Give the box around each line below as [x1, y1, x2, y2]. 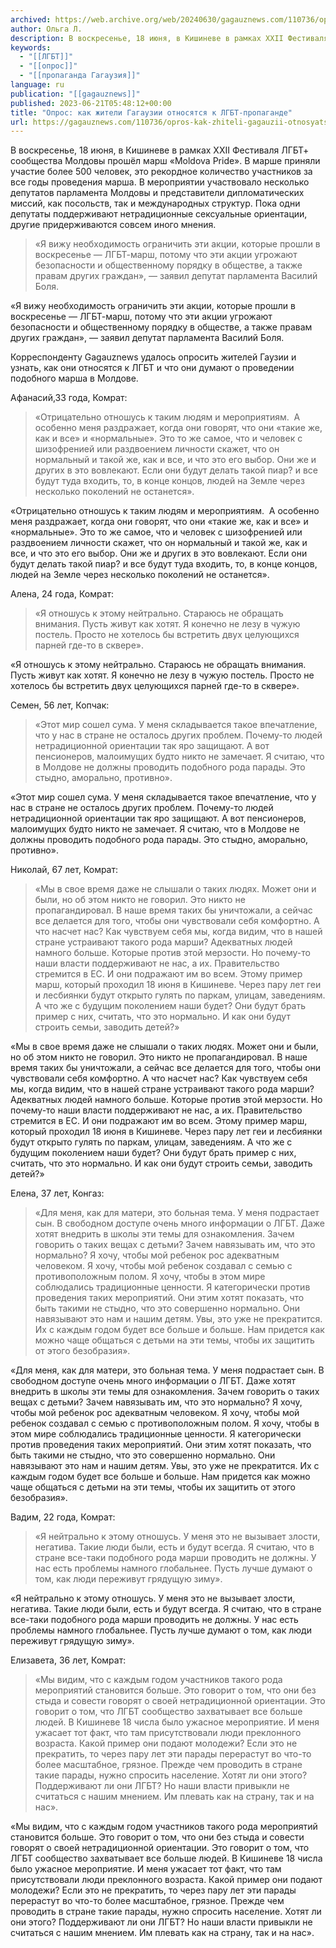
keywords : [10, 42, 52, 53]
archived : [10, 14, 52, 25]
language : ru [10, 80, 65, 90]
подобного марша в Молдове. [10, 372, 139, 385]
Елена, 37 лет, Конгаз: [10, 1187, 105, 1200]
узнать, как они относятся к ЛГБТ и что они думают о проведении [10, 362, 295, 374]
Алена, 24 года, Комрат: [10, 588, 115, 600]
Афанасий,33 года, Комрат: [10, 392, 128, 404]
